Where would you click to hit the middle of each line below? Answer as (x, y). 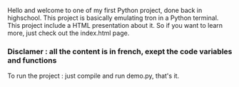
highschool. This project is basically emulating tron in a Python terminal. (113, 18)
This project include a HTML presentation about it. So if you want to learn (115, 25)
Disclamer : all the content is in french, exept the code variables (120, 51)
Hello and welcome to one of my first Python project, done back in (105, 10)
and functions (32, 60)
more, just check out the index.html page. (68, 33)
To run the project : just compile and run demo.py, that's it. (93, 76)
